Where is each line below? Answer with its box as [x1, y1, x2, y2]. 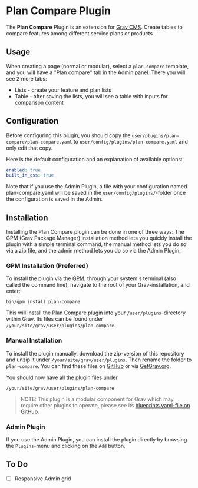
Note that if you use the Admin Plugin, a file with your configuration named [6, 183, 187, 190]
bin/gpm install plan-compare [6, 299, 81, 305]
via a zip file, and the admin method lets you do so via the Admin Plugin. [6, 247, 181, 254]
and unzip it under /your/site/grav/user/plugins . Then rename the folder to [6, 356, 192, 363]
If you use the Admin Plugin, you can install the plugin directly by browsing [6, 436, 187, 443]
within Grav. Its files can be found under [6, 316, 103, 323]
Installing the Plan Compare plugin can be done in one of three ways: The [6, 228, 184, 235]
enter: [6, 287, 21, 295]
